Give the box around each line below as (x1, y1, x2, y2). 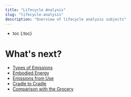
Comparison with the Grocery (12, 86, 74, 92)
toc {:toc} (12, 31, 32, 37)
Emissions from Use (12, 75, 54, 81)
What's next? (5, 48, 62, 59)
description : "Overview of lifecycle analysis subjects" (5, 17, 126, 22)
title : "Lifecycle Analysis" (5, 7, 66, 13)
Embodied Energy (12, 70, 49, 76)
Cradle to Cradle (12, 81, 46, 87)
